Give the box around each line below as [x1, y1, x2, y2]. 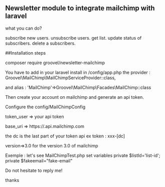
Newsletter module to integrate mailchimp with [5, 4, 155, 13]
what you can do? [5, 25, 42, 31]
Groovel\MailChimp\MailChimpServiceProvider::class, [5, 75, 116, 81]
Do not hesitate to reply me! [5, 167, 63, 173]
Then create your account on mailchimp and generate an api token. [5, 94, 144, 100]
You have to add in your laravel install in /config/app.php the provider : [5, 69, 150, 75]
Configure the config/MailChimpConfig [5, 104, 86, 110]
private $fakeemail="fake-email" [5, 157, 73, 163]
